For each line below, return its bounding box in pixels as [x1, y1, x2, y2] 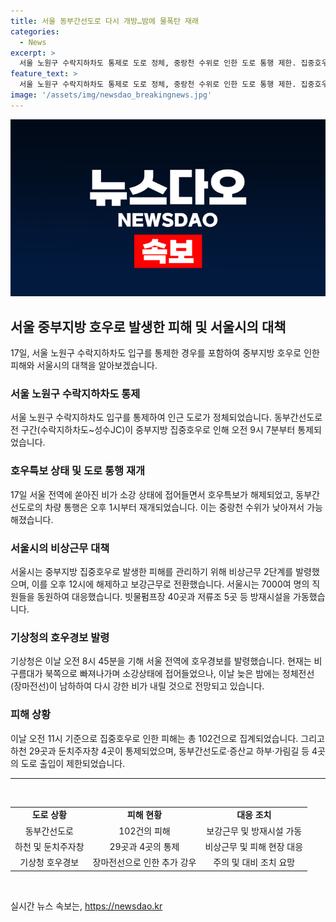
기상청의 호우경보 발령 [10, 630, 110, 644]
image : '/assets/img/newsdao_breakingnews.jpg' [10, 90, 213, 100]
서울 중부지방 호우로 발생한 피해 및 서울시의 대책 [10, 318, 287, 335]
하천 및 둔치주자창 [14, 840, 85, 852]
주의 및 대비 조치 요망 [213, 856, 296, 869]
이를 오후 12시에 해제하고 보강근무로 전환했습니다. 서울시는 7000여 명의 [31, 578, 310, 590]
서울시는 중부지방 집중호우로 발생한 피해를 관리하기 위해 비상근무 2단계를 [10, 565, 294, 577]
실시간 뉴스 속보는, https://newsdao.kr [10, 900, 163, 912]
